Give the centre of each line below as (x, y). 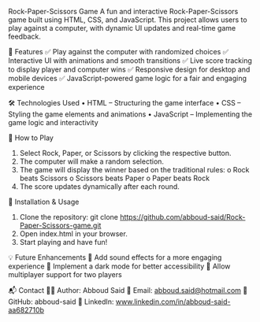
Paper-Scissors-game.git (60, 225)
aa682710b (26, 310)
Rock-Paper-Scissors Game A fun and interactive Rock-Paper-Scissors (123, 11)
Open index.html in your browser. (73, 234)
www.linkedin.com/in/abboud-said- (173, 302)
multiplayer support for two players (65, 274)
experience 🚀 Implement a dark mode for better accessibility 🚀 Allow (119, 266)
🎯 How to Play (31, 138)
